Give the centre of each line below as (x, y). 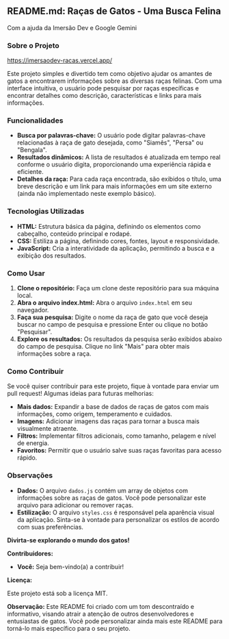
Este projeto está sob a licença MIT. (57, 593)
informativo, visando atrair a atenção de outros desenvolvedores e (100, 614)
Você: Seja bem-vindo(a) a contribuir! (70, 566)
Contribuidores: (30, 553)
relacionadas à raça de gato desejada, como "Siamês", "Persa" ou (110, 142)
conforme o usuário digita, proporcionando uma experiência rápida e (114, 164)
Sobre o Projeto (33, 45)
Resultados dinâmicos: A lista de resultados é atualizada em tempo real (119, 158)
